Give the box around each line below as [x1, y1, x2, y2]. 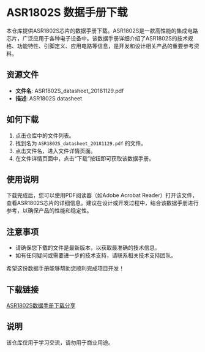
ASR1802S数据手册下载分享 [6, 302, 76, 309]
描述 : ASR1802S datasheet [15, 94, 83, 102]
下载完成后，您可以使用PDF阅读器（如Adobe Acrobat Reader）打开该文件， [6, 192, 198, 199]
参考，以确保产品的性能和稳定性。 [6, 207, 92, 214]
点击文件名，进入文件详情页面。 [15, 147, 96, 154]
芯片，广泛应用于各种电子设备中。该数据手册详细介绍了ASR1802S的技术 [6, 34, 188, 42]
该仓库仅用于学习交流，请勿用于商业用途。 [6, 339, 114, 346]
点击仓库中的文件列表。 [15, 132, 75, 139]
